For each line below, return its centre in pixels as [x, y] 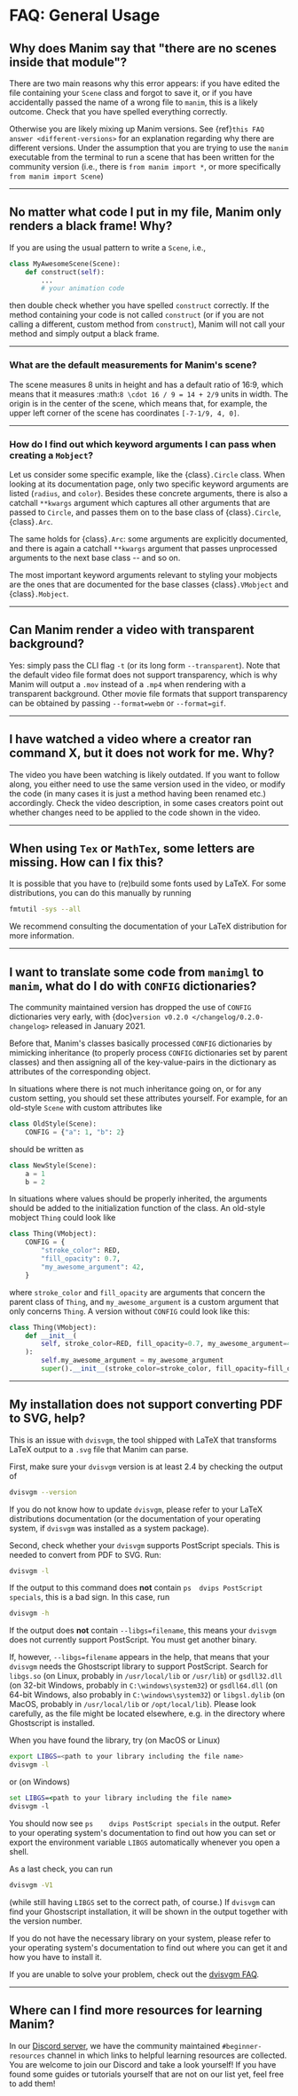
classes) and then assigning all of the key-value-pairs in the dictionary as [143, 1063]
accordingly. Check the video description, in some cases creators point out [146, 803]
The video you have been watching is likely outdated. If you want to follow [145, 774]
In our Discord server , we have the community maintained [114, 2045]
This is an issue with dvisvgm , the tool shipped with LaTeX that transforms [143, 1440]
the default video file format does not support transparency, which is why [143, 675]
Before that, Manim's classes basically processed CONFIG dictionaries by [141, 1043]
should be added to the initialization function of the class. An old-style [137, 1208]
